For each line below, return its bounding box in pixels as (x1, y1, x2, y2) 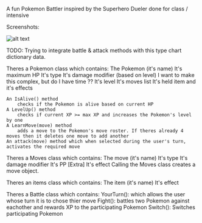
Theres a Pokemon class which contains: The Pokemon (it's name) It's (6, 65, 183, 72)
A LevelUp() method (6, 107, 56, 113)
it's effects (6, 84, 33, 92)
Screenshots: (6, 24, 40, 30)
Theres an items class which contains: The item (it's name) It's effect (6, 179, 179, 186)
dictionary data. (6, 53, 46, 60)
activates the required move (6, 144, 80, 150)
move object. (6, 167, 40, 175)
